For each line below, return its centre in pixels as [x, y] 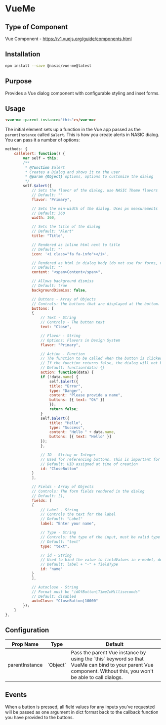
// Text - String [58, 318]
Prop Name [25, 644]
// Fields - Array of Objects [62, 487]
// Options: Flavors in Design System [80, 340]
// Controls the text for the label [78, 514]
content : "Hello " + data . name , [83, 432]
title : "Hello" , [66, 423]
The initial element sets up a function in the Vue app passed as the [73, 130]
